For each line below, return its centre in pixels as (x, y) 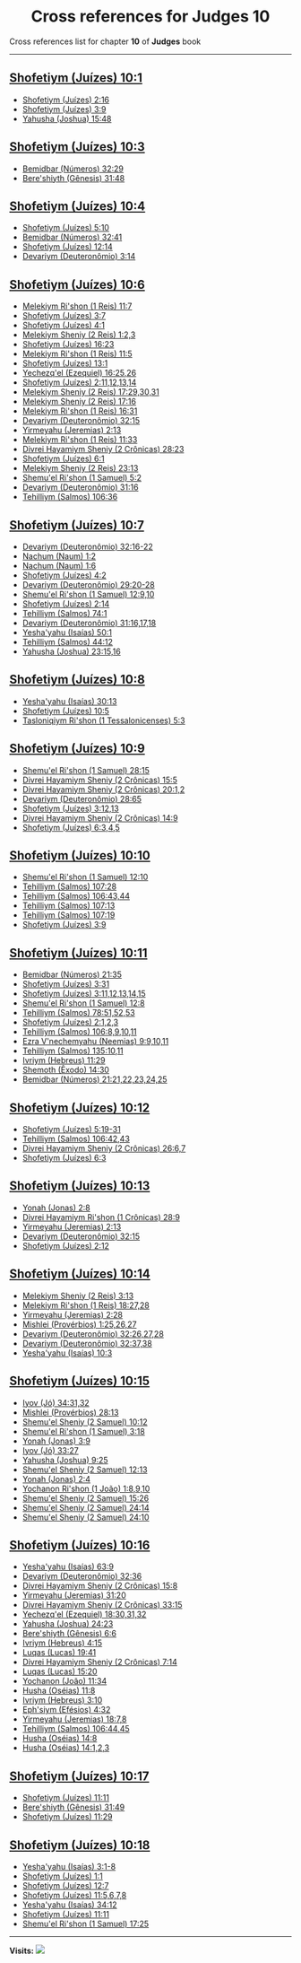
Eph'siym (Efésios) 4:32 (66, 1710)
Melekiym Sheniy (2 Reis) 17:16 (79, 402)
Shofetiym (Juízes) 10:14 (80, 1274)
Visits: (21, 1950)
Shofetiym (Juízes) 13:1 (65, 363)
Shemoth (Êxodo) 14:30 (66, 1070)
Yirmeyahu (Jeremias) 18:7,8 (74, 1719)
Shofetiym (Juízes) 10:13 (80, 1186)
